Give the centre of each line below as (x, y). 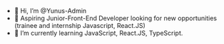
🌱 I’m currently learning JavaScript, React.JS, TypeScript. (98, 33)
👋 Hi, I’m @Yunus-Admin (50, 11)
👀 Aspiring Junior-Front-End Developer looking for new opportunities (116, 18)
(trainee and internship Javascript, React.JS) (80, 25)
